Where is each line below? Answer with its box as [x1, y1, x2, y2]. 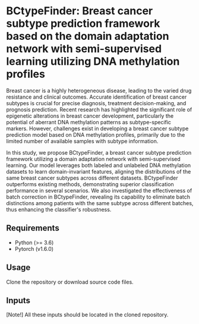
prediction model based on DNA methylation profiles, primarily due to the [6, 131, 185, 138]
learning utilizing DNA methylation [6, 55, 180, 68]
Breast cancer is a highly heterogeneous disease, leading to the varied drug [6, 87, 192, 94]
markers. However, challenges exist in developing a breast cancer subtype [6, 125, 189, 132]
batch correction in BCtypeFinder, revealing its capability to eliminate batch [6, 193, 191, 200]
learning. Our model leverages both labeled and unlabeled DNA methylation [6, 162, 191, 169]
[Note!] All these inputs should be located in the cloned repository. [6, 311, 169, 319]
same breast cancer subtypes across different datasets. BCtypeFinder [6, 174, 178, 181]
